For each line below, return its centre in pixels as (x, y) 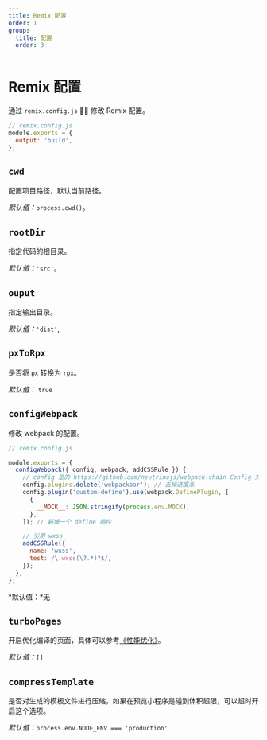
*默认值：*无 (29, 597)
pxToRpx (27, 353)
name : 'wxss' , (53, 551)
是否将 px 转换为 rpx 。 (44, 372)
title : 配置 (34, 38)
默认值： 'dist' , (34, 329)
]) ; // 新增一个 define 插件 (67, 522)
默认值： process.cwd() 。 (49, 208)
